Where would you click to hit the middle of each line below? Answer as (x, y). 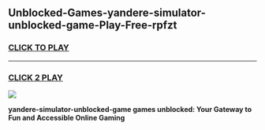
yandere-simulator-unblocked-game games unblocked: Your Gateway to (130, 109)
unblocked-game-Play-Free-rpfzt (93, 26)
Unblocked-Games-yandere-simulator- (107, 13)
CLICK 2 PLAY (35, 77)
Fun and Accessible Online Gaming (67, 117)
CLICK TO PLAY (39, 48)
